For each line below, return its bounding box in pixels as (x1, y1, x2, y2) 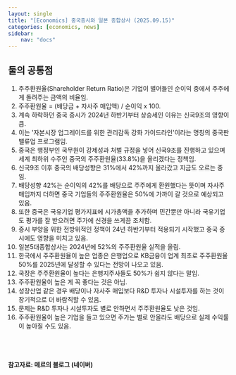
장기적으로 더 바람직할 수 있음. (18, 295, 101, 303)
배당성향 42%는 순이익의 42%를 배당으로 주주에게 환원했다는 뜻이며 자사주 (18, 181, 225, 189)
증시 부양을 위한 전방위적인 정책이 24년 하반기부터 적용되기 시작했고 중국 (18, 224, 218, 233)
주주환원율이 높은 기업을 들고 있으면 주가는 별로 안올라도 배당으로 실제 (18, 312, 211, 321)
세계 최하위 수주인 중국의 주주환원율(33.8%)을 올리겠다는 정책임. (18, 154, 197, 163)
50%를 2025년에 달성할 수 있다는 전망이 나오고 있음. (18, 260, 164, 268)
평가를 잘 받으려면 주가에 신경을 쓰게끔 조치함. (25, 216, 152, 224)
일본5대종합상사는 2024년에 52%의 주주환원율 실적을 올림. (18, 242, 181, 250)
